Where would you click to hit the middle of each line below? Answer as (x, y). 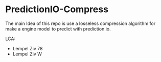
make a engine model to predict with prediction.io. (58, 28)
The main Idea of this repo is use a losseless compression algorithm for (80, 23)
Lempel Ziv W (27, 54)
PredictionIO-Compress (57, 9)
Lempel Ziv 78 (28, 48)
